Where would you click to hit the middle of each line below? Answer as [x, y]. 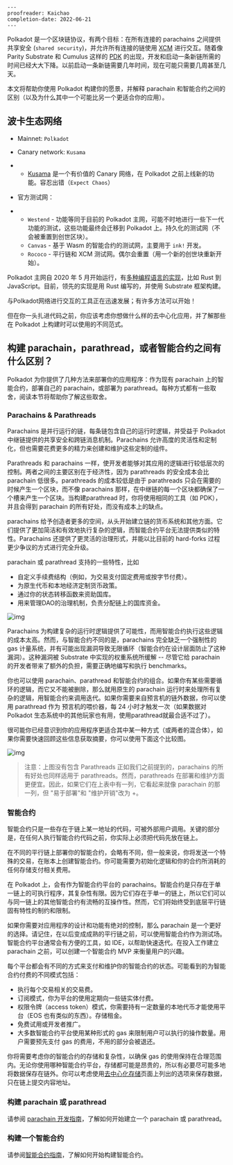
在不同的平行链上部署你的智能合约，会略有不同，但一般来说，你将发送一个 [113, 853]
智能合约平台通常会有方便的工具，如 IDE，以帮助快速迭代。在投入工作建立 [113, 943]
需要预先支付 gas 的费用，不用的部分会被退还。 [91, 1041]
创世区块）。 [75, 236]
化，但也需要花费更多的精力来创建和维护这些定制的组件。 [89, 448]
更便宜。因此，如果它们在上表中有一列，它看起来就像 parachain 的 [119, 784]
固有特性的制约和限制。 [41, 911]
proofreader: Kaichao [38, 13]
